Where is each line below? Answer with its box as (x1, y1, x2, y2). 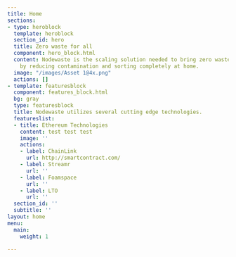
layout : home (7, 213, 46, 220)
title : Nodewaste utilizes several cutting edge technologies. (13, 108, 202, 115)
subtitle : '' (13, 207, 52, 214)
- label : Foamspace (20, 174, 77, 181)
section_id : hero (13, 37, 65, 44)
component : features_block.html (13, 89, 109, 96)
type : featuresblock (13, 102, 74, 109)
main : (13, 226, 30, 233)
